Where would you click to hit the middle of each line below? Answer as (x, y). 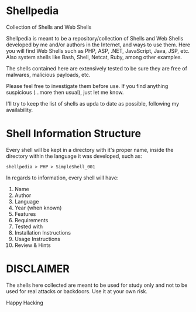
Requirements (31, 220)
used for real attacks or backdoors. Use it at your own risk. (77, 291)
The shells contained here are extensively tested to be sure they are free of (97, 68)
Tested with (29, 226)
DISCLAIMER (38, 269)
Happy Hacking (25, 303)
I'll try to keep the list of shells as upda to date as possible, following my (93, 103)
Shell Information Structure (74, 134)
